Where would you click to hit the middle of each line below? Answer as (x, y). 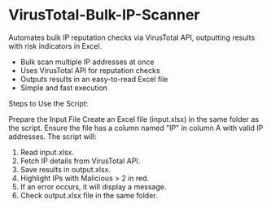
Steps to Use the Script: (48, 103)
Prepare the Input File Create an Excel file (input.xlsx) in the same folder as (133, 119)
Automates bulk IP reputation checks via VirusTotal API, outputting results (132, 37)
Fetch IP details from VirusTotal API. (80, 161)
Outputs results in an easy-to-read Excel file (94, 79)
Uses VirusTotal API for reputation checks (90, 70)
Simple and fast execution (64, 88)
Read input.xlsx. (47, 152)
